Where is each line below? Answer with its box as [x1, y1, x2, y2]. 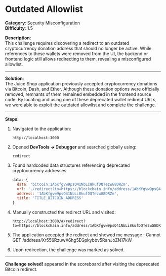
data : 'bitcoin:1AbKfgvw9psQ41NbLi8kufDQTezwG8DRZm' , [17, 182, 130, 187]
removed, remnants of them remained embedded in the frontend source [5, 91, 152, 97]
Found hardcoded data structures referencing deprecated [12, 162, 130, 168]
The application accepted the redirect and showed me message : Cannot [12, 232, 161, 238]
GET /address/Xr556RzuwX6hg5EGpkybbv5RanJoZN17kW [12, 237, 132, 243]
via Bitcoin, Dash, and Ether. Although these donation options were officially [5, 86, 160, 92]
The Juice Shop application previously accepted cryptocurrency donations [5, 80, 158, 86]
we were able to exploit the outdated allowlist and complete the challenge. [5, 102, 156, 108]
